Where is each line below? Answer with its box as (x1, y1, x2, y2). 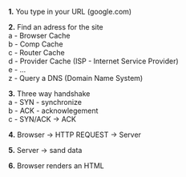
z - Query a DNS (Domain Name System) (8, 74, 144, 82)
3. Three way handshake (8, 89, 91, 99)
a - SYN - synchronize (8, 98, 83, 107)
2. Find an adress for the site (8, 22, 104, 31)
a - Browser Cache (8, 31, 71, 40)
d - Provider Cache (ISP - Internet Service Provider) (8, 56, 179, 66)
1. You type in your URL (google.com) (8, 7, 132, 16)
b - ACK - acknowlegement (8, 106, 99, 115)
